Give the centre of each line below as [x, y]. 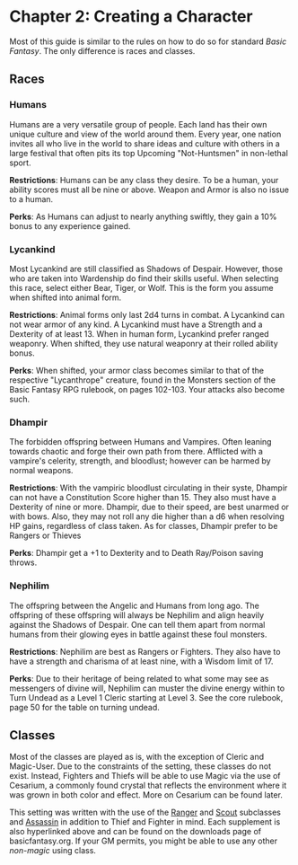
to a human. [31, 199]
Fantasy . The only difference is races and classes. [102, 50]
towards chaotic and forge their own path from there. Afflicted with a [136, 452]
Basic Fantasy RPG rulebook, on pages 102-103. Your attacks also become [147, 389]
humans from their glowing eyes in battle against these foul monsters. [138, 634]
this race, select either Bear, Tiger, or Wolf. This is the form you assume [141, 287]
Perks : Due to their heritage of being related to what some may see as [139, 678]
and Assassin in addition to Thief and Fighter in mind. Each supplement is [145, 822]
